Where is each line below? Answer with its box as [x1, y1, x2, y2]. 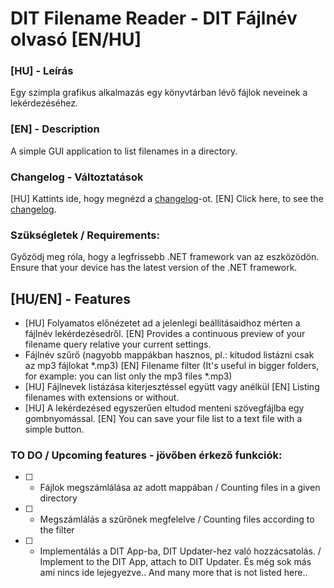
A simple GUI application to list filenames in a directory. [10, 145, 238, 157]
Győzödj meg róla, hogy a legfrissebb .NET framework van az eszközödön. [10, 251, 320, 263]
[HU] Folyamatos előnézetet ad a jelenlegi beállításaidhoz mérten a [24, 317, 301, 329]
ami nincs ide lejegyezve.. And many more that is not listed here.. [39, 567, 308, 579]
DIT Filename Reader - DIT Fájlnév [10, 7, 298, 30]
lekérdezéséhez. [10, 97, 78, 109]
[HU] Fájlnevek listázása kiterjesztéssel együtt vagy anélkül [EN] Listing [24, 381, 320, 393]
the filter [39, 524, 75, 536]
